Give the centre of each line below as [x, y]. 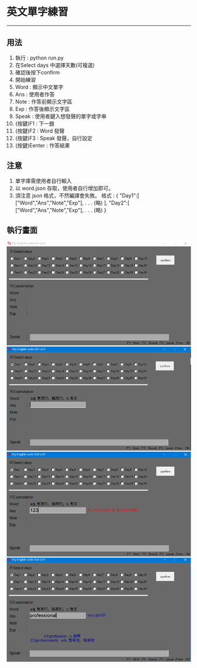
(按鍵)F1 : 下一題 [34, 123]
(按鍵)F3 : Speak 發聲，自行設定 [54, 138]
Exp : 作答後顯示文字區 [42, 109]
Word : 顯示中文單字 [39, 87]
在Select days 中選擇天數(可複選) [55, 65]
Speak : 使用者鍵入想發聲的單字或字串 [61, 116]
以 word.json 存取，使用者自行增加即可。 [64, 188]
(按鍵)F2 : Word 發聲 [40, 131]
